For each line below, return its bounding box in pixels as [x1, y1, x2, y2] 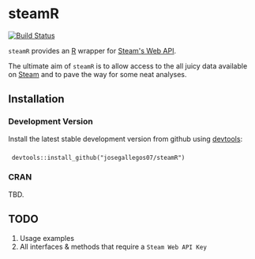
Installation [8, 92, 65, 106]
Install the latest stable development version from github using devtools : [8, 134, 243, 143]
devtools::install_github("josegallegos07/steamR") [11, 154, 186, 161]
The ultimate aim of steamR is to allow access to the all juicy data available [8, 61, 248, 71]
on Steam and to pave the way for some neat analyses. [8, 69, 187, 79]
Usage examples [19, 233, 75, 242]
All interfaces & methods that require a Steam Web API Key [19, 242, 208, 251]
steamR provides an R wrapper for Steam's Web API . [8, 46, 176, 55]
